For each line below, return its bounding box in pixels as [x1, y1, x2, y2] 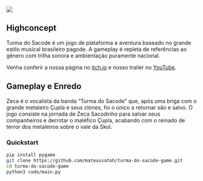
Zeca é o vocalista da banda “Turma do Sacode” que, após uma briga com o [6, 97, 197, 105]
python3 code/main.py [6, 169, 61, 175]
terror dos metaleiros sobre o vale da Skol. [6, 123, 113, 130]
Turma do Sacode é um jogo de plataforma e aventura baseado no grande [6, 39, 191, 46]
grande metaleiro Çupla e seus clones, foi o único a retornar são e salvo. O [6, 104, 193, 111]
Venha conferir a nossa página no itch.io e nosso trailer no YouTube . [6, 64, 177, 71]
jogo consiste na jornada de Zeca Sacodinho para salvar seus [6, 110, 161, 117]
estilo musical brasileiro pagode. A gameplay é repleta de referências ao [6, 45, 187, 53]
